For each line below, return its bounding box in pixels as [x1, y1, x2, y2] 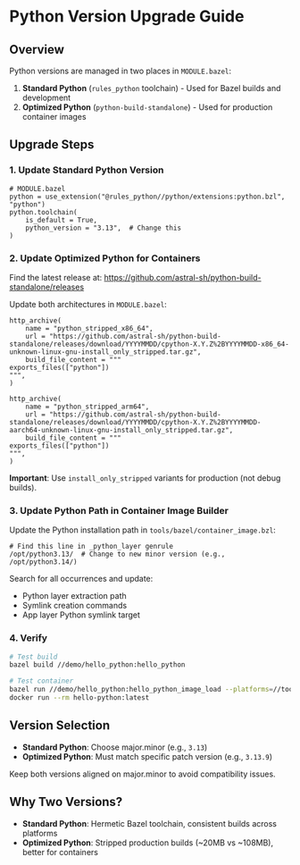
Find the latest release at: [9, 272, 103, 282]
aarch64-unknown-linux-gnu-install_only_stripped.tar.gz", [9, 425, 234, 434]
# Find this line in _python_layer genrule [9, 542, 174, 551]
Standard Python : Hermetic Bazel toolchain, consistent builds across [21, 818, 277, 828]
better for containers [21, 846, 98, 857]
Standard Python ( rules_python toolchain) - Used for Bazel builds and [21, 83, 281, 93]
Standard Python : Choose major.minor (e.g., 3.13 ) [21, 742, 208, 752]
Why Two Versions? [9, 794, 123, 810]
